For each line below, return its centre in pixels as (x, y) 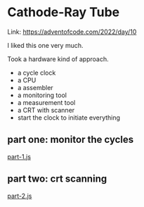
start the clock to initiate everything (69, 118)
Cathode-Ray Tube (64, 12)
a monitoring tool (42, 95)
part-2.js (20, 196)
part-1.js (19, 156)
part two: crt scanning (57, 179)
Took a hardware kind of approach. (58, 59)
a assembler (35, 87)
